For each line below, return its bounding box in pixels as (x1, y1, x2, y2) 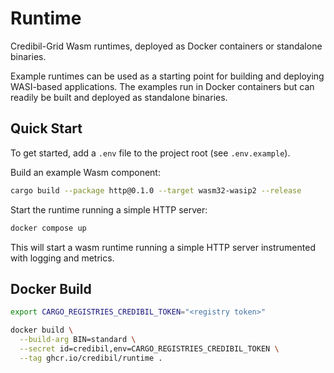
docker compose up (10, 223, 87, 233)
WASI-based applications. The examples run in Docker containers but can (10, 80, 315, 92)
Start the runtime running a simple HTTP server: (10, 203, 208, 216)
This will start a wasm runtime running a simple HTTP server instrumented (10, 241, 316, 253)
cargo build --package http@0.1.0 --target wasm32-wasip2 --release (10, 185, 302, 196)
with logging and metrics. (10, 252, 115, 264)
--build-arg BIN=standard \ (19, 335, 137, 345)
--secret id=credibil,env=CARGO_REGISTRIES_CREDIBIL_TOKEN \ (19, 343, 280, 354)
